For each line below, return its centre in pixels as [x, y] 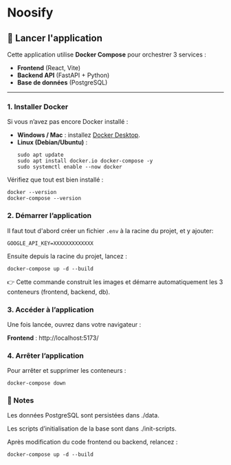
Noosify [30, 13]
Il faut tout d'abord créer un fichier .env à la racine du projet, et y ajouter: [110, 230]
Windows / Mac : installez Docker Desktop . [79, 135]
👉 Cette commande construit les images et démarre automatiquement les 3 [115, 282]
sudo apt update [40, 155]
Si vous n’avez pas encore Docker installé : [68, 122]
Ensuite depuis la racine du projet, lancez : [67, 256]
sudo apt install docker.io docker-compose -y [85, 161]
